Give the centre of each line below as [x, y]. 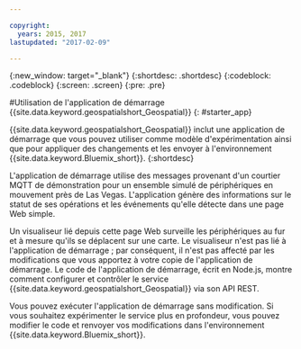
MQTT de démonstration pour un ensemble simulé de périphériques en [141, 185]
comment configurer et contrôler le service [89, 279]
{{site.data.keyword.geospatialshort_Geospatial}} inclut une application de [147, 130]
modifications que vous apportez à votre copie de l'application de [131, 260]
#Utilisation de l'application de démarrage [87, 103]
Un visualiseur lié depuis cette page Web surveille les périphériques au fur [147, 231]
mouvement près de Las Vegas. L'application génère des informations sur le [150, 195]
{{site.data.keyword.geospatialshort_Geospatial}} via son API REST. [134, 289]
